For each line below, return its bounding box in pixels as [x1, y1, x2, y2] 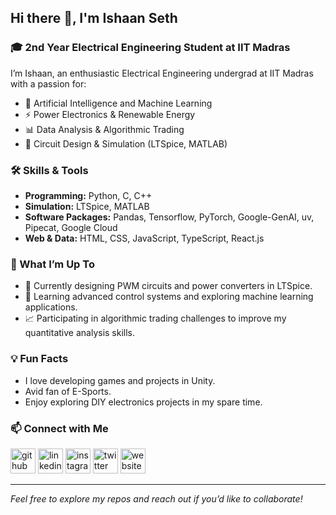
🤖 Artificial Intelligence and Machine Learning [24, 97, 213, 109]
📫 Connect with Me [10, 421, 109, 435]
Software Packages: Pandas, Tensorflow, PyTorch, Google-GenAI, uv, [24, 211, 315, 223]
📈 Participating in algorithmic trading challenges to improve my [24, 312, 287, 325]
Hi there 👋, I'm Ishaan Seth [10, 10, 178, 27]
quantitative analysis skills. [24, 327, 136, 339]
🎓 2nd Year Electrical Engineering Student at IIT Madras [10, 41, 291, 55]
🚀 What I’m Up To [10, 257, 95, 271]
